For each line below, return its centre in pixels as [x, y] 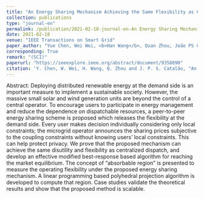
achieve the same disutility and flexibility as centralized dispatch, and [93, 150]
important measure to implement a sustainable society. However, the [92, 92]
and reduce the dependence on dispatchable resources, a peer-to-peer [96, 111]
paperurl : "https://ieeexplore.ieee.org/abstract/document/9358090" [95, 63]
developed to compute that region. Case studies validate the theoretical [96, 182]
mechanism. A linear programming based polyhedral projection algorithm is [100, 176]
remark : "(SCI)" [27, 57]
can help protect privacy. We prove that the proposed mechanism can [93, 144]
